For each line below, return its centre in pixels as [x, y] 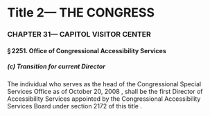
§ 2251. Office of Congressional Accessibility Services [87, 50]
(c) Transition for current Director [56, 66]
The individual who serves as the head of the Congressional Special [104, 84]
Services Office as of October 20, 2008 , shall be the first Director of [105, 91]
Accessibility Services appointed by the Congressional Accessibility [104, 99]
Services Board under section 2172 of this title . [75, 106]
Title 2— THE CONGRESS [81, 13]
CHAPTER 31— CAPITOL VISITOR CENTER [79, 35]
